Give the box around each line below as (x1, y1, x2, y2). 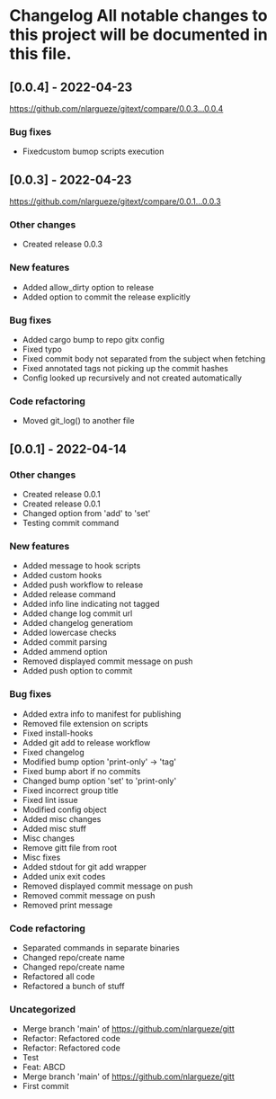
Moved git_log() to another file (22, 415, 135, 426)
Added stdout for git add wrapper (22, 861, 147, 872)
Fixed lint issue (22, 794, 78, 805)
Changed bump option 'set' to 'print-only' (22, 775, 177, 786)
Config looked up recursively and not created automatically (22, 372, 243, 383)
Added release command (22, 589, 117, 600)
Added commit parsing (22, 637, 108, 648)
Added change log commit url (22, 608, 133, 619)
